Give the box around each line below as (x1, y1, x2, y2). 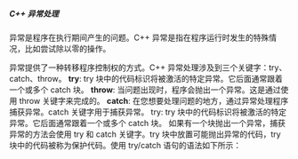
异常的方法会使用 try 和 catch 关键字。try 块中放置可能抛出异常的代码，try (9, 129, 282, 139)
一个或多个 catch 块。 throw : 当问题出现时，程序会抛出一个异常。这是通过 (9, 84, 282, 95)
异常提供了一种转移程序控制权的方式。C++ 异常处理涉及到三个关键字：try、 (9, 62, 287, 73)
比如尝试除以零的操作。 (24, 43, 111, 53)
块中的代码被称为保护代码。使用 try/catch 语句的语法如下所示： (9, 139, 242, 150)
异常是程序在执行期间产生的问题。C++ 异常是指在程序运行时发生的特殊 (9, 32, 270, 43)
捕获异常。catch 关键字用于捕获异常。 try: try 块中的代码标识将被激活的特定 (9, 107, 287, 117)
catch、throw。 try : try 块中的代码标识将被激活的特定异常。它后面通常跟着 (9, 73, 283, 83)
